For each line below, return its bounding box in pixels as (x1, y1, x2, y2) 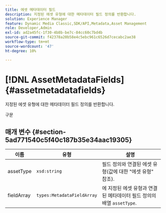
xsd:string (36, 169, 62, 174)
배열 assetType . (102, 200, 137, 207)
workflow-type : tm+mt (5, 39, 50, 44)
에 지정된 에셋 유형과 (102, 185, 147, 192)
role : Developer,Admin (5, 26, 52, 31)
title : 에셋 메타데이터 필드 (5, 7, 56, 12)
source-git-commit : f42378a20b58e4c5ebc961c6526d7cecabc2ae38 (5, 35, 136, 40)
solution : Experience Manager (5, 16, 68, 21)
